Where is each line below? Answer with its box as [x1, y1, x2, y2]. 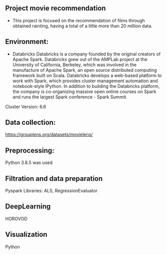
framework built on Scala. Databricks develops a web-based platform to [12, 72, 162, 78]
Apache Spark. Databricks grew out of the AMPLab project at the [12, 56, 147, 62]
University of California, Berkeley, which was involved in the [12, 62, 137, 68]
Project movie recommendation [5, 4, 106, 13]
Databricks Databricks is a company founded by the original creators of [12, 50, 161, 57]
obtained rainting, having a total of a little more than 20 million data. [12, 23, 152, 29]
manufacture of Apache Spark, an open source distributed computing [12, 67, 157, 73]
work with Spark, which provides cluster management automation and [12, 78, 158, 84]
